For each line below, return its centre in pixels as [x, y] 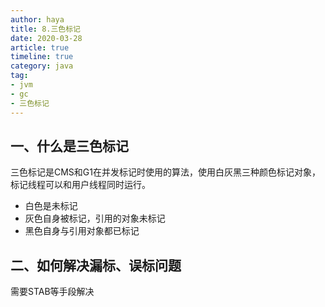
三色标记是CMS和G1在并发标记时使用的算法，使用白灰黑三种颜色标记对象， [165, 172]
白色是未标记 [51, 206]
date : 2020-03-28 [46, 38]
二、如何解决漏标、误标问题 [96, 265]
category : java [42, 66]
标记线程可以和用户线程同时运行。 [80, 185]
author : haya [37, 19]
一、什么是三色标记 [69, 146]
